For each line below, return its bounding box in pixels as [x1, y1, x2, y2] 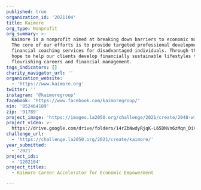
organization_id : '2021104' [6, 14, 77, 20]
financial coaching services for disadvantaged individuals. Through [11, 48, 188, 54]
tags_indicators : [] [6, 64, 58, 71]
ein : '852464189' [6, 103, 50, 109]
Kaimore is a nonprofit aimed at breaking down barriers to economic [11, 36, 188, 42]
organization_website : [6, 75, 63, 81]
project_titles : [6, 164, 47, 170]
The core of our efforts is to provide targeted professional [11, 42, 170, 48]
